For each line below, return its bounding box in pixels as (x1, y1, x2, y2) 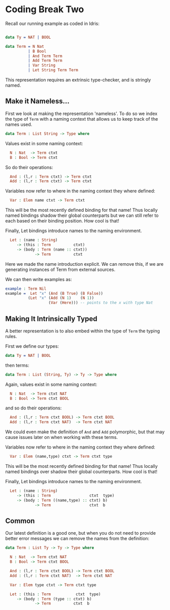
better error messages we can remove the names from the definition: (5, 536, 150, 542)
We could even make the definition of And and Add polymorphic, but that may (5, 429, 165, 435)
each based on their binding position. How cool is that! (5, 218, 119, 224)
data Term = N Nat (5, 44, 44, 49)
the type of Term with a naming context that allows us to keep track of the (5, 116, 158, 122)
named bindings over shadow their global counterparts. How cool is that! (5, 468, 158, 475)
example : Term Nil (5, 286, 47, 291)
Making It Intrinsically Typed (5, 314, 97, 323)
